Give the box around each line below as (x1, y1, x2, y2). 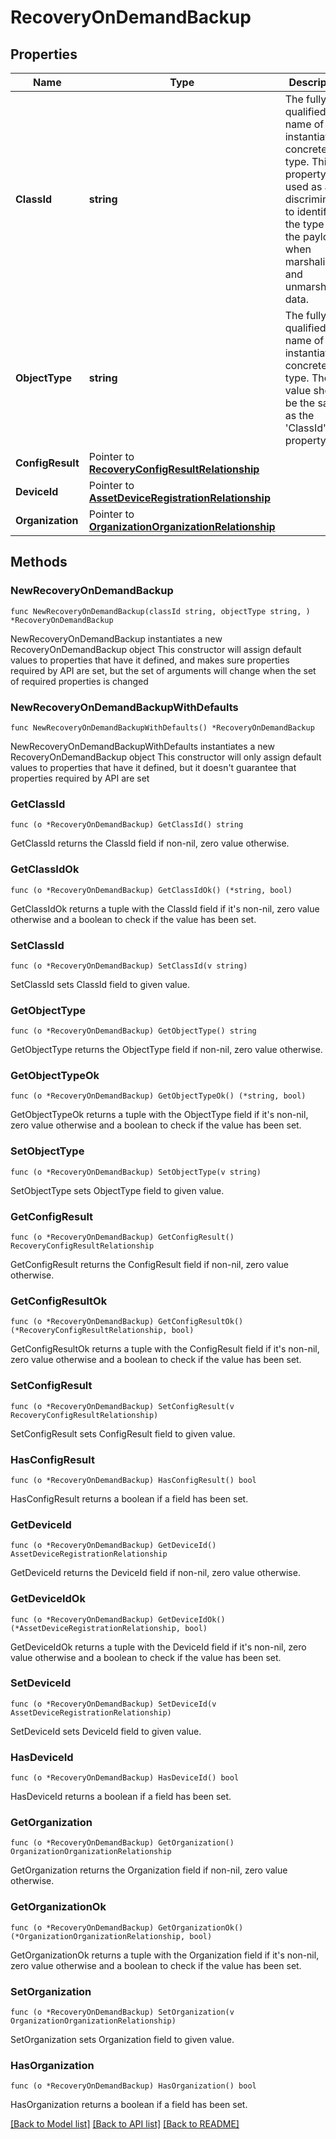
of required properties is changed (10, 675, 149, 687)
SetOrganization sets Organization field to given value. (10, 2034, 235, 2046)
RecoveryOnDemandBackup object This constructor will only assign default (10, 751, 322, 763)
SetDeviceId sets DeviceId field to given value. (10, 1725, 202, 1737)
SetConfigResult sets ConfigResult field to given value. (10, 1427, 236, 1440)
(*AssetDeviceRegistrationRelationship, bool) (10, 1623, 208, 1633)
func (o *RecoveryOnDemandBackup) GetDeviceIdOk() (10, 1614, 226, 1625)
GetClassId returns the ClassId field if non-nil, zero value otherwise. (10, 837, 290, 850)
